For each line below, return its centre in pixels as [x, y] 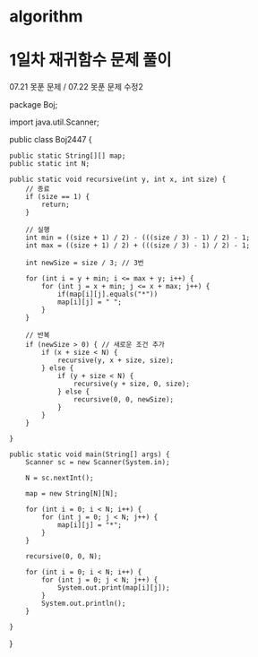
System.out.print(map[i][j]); [113, 588]
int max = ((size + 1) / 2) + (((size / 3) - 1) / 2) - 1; [138, 246]
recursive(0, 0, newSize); [124, 400]
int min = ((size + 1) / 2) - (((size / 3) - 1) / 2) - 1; [138, 238]
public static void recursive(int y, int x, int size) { [118, 180]
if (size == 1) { [58, 197]
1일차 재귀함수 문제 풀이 [90, 61]
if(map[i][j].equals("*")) [107, 294]
